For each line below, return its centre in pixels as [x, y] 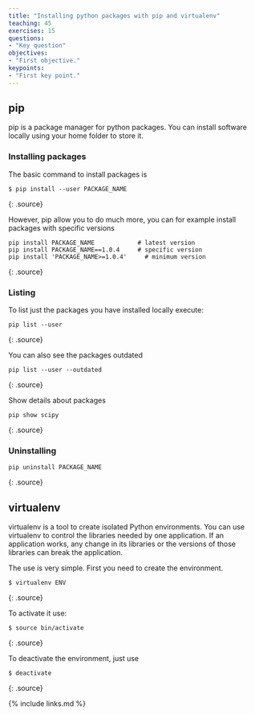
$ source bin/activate [46, 628]
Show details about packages [57, 400]
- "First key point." [45, 76]
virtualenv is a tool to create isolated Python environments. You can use [127, 527]
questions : [26, 38]
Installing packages [47, 157]
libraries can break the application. [65, 553]
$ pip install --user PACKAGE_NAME [68, 189]
